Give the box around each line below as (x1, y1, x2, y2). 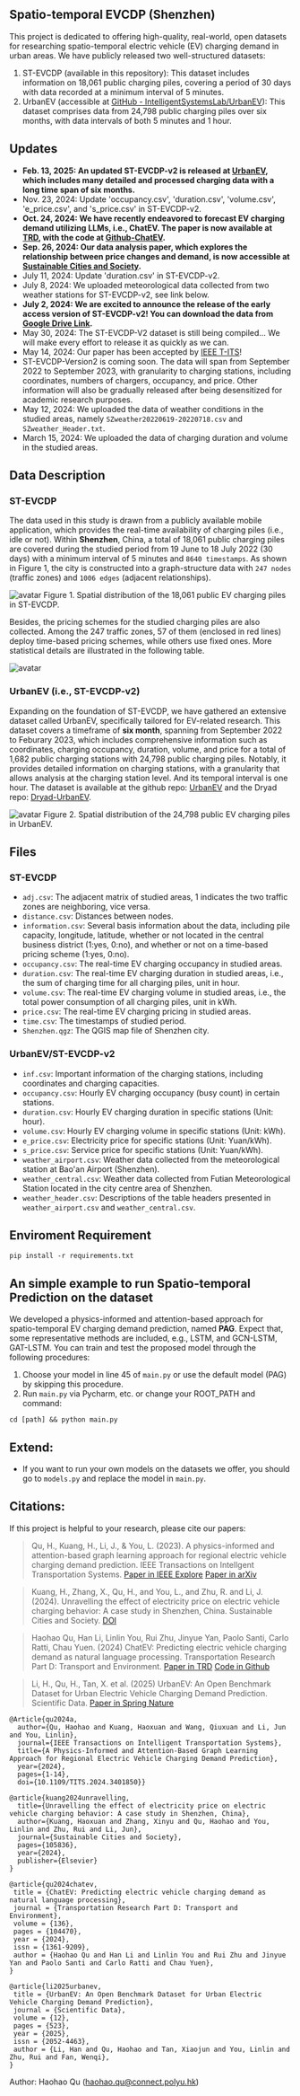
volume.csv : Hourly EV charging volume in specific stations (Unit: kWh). (21, 1125, 287, 1136)
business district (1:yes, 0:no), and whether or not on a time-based (21, 939, 269, 950)
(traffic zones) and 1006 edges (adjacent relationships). (9, 572, 211, 583)
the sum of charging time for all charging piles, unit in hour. (21, 978, 240, 989)
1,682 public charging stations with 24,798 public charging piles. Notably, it (9, 753, 287, 764)
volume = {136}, (13, 1919, 74, 1928)
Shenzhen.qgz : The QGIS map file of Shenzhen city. (21, 1026, 210, 1036)
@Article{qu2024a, (9, 1714, 78, 1723)
